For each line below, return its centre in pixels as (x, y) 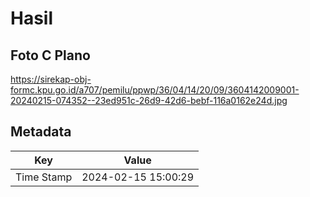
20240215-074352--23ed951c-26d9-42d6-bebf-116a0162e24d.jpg (149, 100)
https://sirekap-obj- (51, 79)
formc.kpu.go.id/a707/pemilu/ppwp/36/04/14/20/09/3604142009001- (155, 90)
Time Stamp (44, 177)
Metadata (41, 132)
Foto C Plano (50, 55)
